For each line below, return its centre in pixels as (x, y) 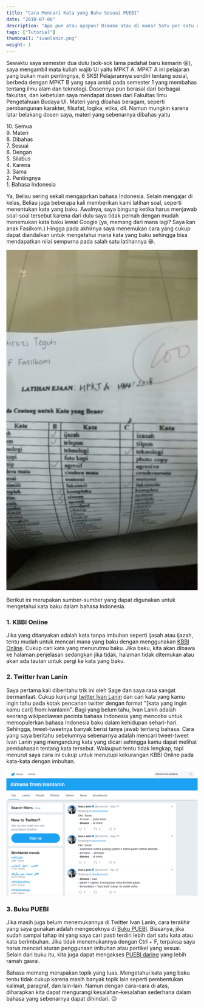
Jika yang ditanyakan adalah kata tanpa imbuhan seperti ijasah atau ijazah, (100, 636)
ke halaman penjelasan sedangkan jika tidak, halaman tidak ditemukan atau (100, 655)
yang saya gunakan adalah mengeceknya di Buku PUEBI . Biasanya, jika (95, 929)
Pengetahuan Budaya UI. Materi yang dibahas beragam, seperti (86, 101)
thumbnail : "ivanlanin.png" (42, 39)
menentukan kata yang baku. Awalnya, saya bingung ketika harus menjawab (102, 209)
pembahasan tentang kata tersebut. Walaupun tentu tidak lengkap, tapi (95, 748)
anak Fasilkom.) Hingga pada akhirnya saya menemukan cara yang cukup (99, 228)
